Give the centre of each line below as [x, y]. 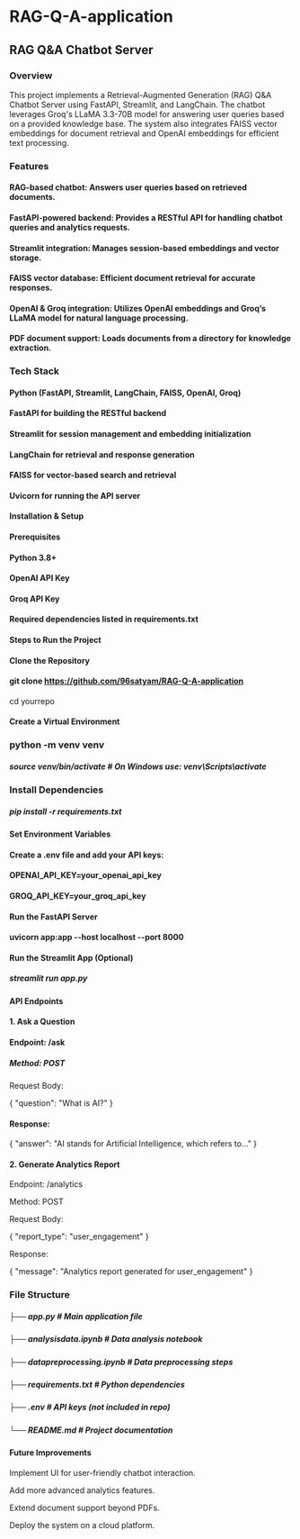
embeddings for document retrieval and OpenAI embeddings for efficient [144, 133]
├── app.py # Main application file [76, 1316]
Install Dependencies [57, 790]
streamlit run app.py [49, 978]
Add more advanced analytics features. [82, 1490]
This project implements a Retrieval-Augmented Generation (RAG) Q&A [141, 95]
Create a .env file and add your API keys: [87, 855]
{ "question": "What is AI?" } [62, 1103]
